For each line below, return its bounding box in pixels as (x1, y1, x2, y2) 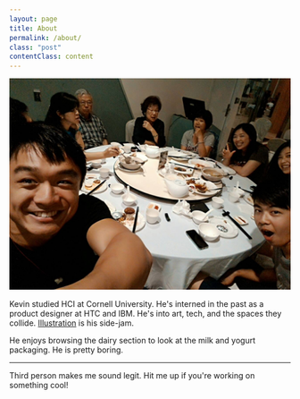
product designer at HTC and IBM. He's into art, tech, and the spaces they (9, 309, 282, 319)
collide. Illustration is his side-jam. (9, 318, 134, 328)
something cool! (9, 380, 69, 391)
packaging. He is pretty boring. (9, 344, 123, 355)
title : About (9, 23, 58, 33)
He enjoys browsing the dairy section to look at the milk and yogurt (9, 335, 256, 346)
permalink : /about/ (9, 33, 82, 42)
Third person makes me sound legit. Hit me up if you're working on (9, 370, 255, 381)
